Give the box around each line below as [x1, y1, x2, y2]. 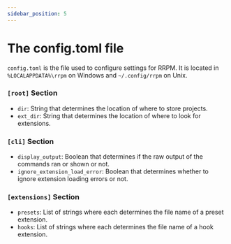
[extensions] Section [7, 192, 80, 202]
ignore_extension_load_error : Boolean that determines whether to [17, 167, 209, 175]
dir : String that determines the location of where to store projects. [17, 104, 208, 113]
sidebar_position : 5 [7, 10, 68, 17]
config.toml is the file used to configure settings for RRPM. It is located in [7, 64, 219, 72]
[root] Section [7, 88, 58, 98]
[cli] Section [7, 136, 54, 146]
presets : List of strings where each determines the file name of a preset [17, 208, 224, 217]
